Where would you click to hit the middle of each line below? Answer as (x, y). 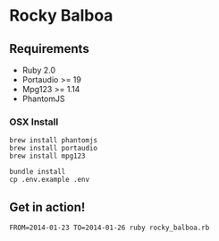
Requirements (49, 49)
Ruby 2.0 (39, 70)
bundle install (38, 172)
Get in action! (47, 207)
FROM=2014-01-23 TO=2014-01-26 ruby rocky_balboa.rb (109, 228)
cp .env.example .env (50, 180)
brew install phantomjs (54, 141)
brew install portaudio (54, 149)
